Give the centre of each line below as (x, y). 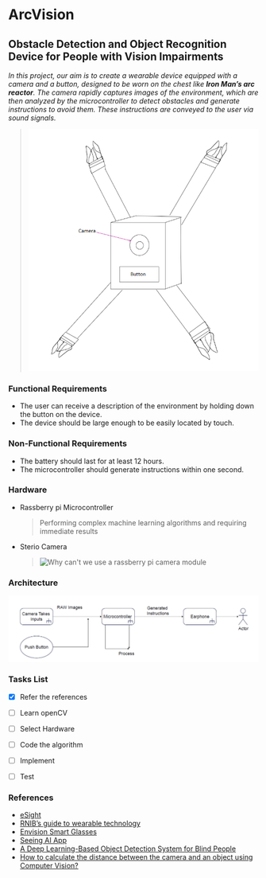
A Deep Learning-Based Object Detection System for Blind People (128, 849)
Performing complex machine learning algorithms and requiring (143, 522)
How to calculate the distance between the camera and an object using (136, 857)
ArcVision (41, 15)
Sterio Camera (43, 546)
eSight (30, 815)
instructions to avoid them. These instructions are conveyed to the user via (131, 109)
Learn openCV (43, 712)
